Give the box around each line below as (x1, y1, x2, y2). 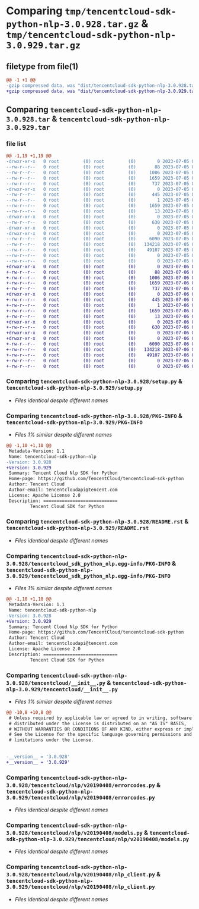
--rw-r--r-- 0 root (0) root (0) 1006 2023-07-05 (6, 170, 190, 175)
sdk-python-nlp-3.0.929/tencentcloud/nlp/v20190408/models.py (6, 836, 190, 842)
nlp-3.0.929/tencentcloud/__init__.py (6, 686, 118, 692)
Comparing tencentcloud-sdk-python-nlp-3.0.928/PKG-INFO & (6, 412, 182, 420)
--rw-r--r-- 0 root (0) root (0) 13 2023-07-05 (6, 208, 190, 215)
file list (6, 139, 27, 148)
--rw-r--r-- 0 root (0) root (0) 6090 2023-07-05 (6, 236, 190, 242)
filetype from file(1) (6, 61, 79, 71)
